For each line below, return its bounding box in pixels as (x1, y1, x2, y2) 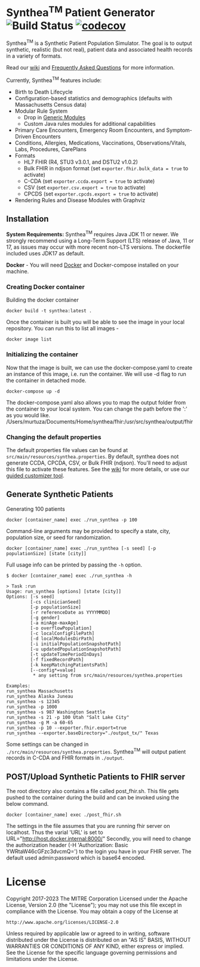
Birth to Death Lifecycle (14, 88, 73, 95)
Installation (6, 213, 49, 224)
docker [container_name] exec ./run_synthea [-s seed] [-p (6, 545, 156, 552)
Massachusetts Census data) (14, 101, 87, 108)
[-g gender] (30, 614, 60, 620)
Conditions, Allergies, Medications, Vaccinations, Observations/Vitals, (14, 139, 187, 146)
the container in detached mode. (6, 376, 87, 384)
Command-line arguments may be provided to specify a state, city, (6, 527, 171, 534)
